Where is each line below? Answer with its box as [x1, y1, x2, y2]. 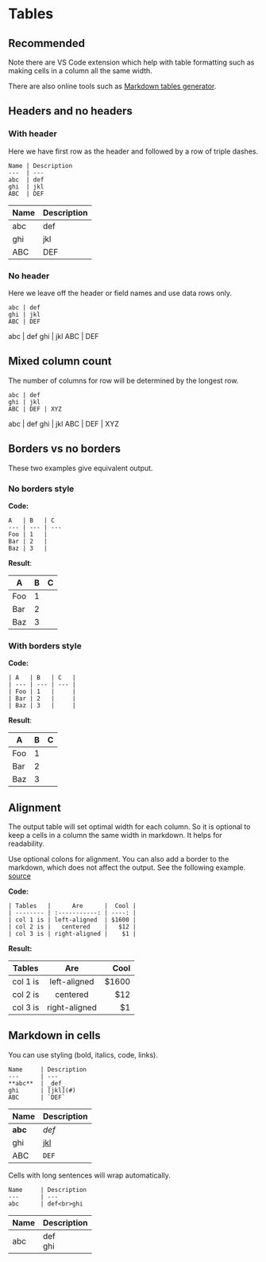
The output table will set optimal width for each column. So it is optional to [8, 822, 251, 832]
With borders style [8, 640, 82, 651]
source [8, 871, 32, 881]
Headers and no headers [8, 104, 133, 118]
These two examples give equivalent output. [8, 463, 153, 473]
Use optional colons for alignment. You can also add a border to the [8, 855, 229, 864]
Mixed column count [8, 355, 113, 368]
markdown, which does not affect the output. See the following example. [8, 863, 246, 872]
